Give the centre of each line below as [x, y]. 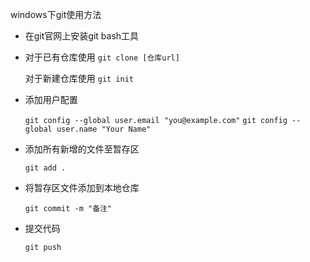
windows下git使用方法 [56, 14]
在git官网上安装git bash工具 [82, 36]
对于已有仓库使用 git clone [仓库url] [102, 57]
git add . [45, 168]
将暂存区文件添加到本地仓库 [82, 187]
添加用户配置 [51, 99]
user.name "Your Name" [104, 129]
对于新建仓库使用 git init [79, 78]
